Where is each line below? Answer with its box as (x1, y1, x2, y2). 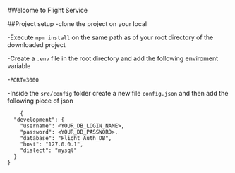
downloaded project (7, 41, 66, 49)
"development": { (13, 116, 65, 123)
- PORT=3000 (7, 75, 39, 84)
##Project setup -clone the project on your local (7, 20, 147, 27)
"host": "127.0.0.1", (20, 141, 83, 148)
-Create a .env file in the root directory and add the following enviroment (7, 54, 219, 63)
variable (7, 62, 31, 70)
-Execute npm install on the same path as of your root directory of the (7, 33, 214, 41)
